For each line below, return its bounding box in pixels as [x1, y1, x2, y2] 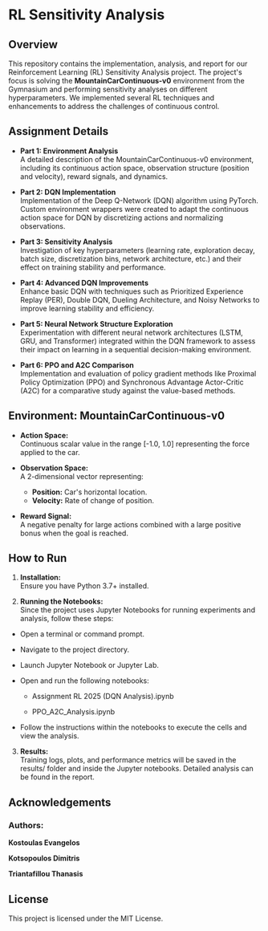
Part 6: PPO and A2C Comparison [19, 360, 134, 370]
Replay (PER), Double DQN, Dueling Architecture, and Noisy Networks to [19, 295, 260, 304]
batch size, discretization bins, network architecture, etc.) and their [19, 254, 242, 263]
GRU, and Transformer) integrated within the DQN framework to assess [19, 335, 256, 346]
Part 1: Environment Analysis [19, 146, 119, 156]
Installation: [19, 572, 62, 583]
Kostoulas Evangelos [8, 838, 80, 848]
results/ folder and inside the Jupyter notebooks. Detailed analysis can [19, 764, 254, 774]
